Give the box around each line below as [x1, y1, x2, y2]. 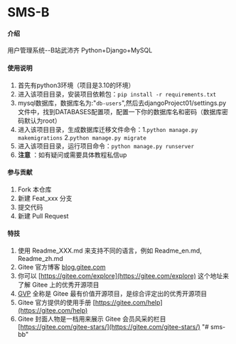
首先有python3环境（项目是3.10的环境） [17, 81, 135, 89]
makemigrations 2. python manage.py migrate [17, 133, 147, 142]
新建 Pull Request [17, 211, 69, 220]
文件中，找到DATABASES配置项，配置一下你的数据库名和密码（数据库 [17, 107, 222, 116]
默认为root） [23, 116, 62, 125]
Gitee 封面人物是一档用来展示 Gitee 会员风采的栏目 [17, 315, 166, 323]
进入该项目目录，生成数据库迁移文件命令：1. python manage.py [17, 125, 198, 133]
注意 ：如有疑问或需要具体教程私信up [17, 150, 127, 159]
